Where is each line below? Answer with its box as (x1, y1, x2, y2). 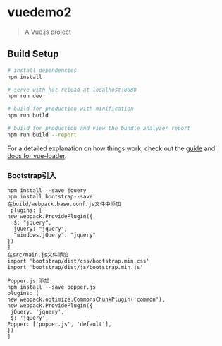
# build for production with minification (7, 105, 134, 113)
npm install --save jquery (7, 187, 87, 194)
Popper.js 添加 (7, 278, 50, 285)
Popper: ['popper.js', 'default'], (7, 321, 112, 328)
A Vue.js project (24, 28, 72, 36)
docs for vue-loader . (7, 151, 67, 160)
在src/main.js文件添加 (7, 251, 69, 258)
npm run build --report (7, 131, 78, 138)
